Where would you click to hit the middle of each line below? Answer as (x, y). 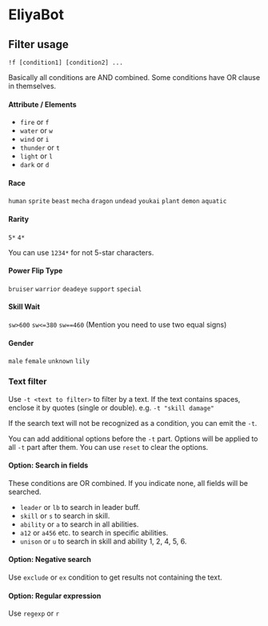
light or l (36, 156)
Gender (21, 343)
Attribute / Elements (43, 104)
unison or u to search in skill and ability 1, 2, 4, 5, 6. (103, 541)
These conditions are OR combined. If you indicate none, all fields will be (128, 483)
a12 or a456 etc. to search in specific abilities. (94, 532)
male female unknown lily (49, 362)
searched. (25, 492)
